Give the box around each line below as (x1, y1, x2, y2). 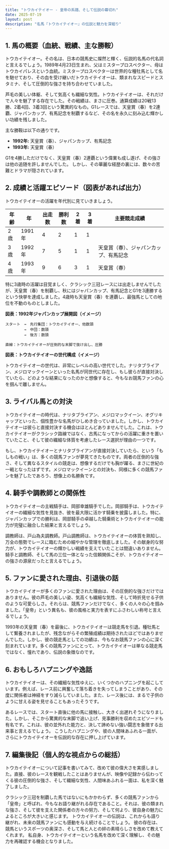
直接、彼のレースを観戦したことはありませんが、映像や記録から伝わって (14, 771, 163, 777)
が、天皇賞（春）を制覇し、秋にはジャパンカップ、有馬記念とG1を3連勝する (5, 287, 163, 293)
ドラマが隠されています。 (14, 167, 67, 174)
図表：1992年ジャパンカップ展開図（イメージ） (5, 310, 104, 317)
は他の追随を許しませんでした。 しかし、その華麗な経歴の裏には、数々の (5, 161, 156, 167)
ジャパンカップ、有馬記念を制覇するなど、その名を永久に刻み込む (14, 110, 150, 116)
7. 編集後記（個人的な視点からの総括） (5, 750, 124, 759)
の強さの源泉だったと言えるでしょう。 (5, 558, 84, 564)
